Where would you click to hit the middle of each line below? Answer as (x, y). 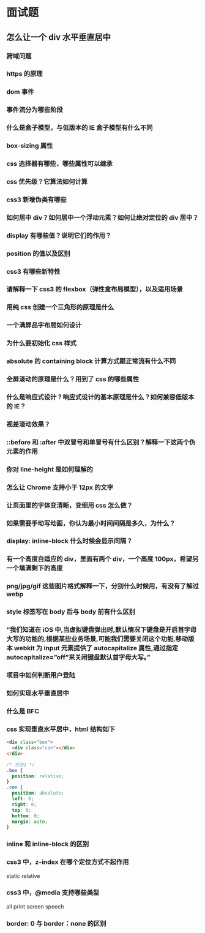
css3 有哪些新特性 (33, 271)
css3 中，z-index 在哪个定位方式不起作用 (68, 862)
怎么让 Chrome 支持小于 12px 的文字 (60, 487)
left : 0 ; (23, 799)
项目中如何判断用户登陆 (41, 675)
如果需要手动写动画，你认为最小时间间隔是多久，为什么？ (91, 523)
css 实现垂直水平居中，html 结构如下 (61, 729)
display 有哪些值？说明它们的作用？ (59, 235)
